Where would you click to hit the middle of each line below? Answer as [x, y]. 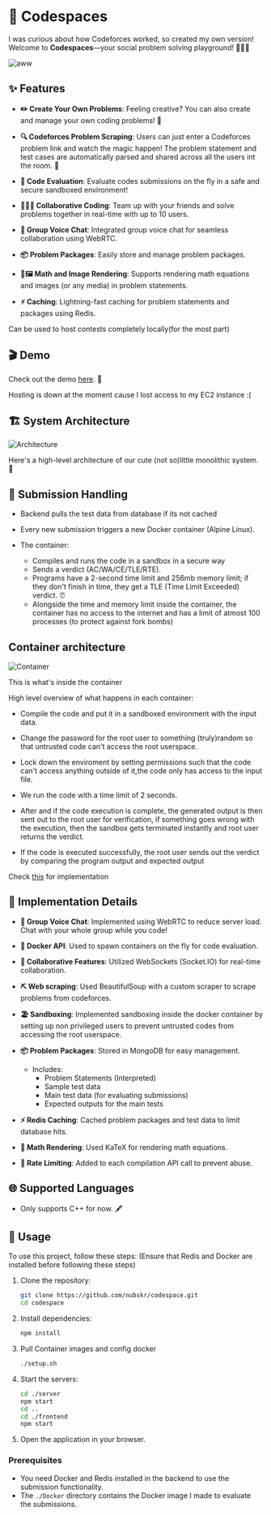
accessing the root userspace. [71, 1034]
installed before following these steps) [72, 1265]
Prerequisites [35, 1461]
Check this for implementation [59, 877]
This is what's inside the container [66, 682]
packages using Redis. [58, 313]
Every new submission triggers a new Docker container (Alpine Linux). [137, 530]
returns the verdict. [52, 836]
